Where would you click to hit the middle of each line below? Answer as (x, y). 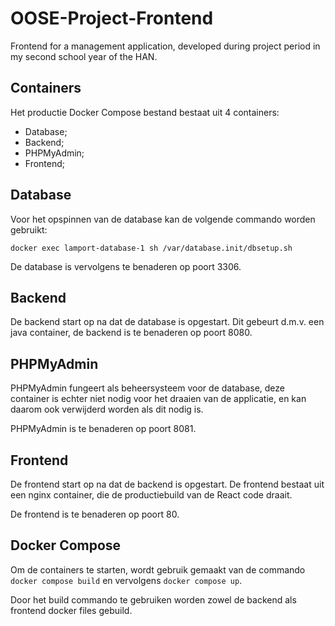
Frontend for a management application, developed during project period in (165, 46)
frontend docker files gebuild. (71, 610)
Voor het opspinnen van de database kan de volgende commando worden (163, 219)
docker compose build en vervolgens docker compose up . (126, 580)
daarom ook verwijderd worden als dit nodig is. (107, 409)
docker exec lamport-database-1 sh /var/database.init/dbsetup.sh (151, 248)
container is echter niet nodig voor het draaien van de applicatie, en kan (158, 399)
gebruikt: (29, 229)
